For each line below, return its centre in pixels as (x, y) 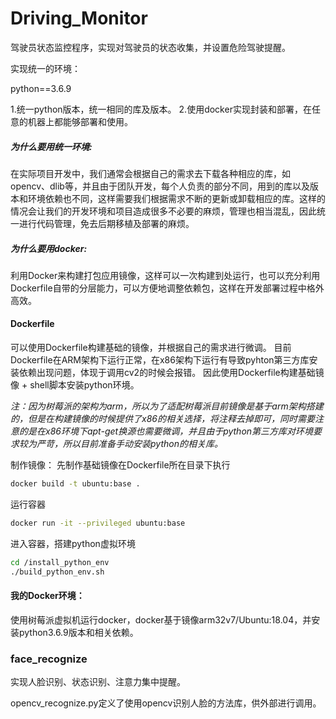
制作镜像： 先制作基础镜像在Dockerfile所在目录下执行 (120, 465)
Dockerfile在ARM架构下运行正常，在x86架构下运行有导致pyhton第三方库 (160, 360)
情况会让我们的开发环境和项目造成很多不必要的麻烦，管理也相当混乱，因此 (163, 211)
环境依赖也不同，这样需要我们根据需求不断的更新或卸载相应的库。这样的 (176, 198)
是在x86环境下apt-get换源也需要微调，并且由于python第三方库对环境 (170, 431)
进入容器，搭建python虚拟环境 (73, 543)
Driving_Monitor (79, 18)
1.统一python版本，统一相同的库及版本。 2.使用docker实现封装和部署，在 (161, 109)
